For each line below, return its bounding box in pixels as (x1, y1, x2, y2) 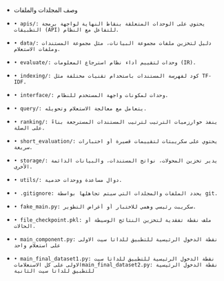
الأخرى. (13, 163, 33, 170)
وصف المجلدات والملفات (13, 6, 78, 14)
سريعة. (13, 144, 33, 151)
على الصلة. (13, 125, 45, 132)
